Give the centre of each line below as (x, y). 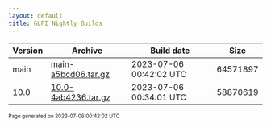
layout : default (35, 16)
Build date (170, 51)
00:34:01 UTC (159, 97)
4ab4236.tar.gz (81, 97)
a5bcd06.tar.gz (81, 74)
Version (28, 51)
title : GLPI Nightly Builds (56, 23)
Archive (87, 51)
